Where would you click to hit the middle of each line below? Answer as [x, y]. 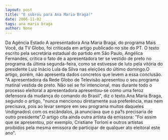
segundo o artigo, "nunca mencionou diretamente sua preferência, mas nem [84, 101]
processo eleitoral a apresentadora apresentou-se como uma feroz [74, 90]
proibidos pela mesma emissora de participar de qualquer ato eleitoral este [83, 127]
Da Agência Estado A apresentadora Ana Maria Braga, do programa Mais [81, 42]
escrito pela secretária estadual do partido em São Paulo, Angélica [74, 53]
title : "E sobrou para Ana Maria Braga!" [49, 14]
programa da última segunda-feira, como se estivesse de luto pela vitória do [84, 64]
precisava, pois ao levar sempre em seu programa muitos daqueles [74, 106]
